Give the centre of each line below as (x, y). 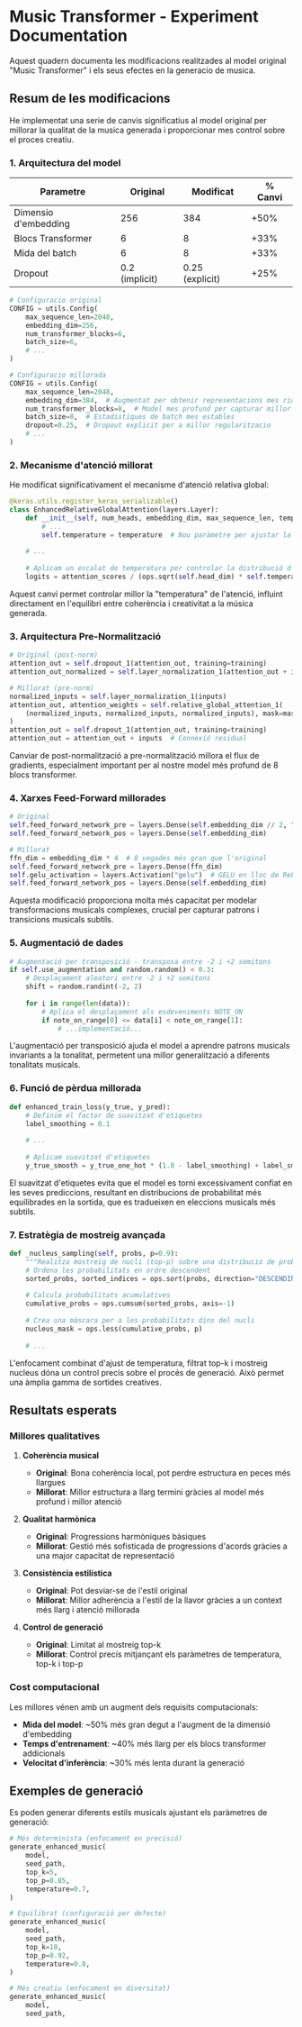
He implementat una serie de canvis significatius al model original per (138, 120)
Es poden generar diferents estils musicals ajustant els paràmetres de (138, 1813)
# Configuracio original (56, 300)
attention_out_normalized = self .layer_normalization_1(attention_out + (148, 672)
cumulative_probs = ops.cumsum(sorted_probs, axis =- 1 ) (130, 1304)
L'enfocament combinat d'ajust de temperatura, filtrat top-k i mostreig (138, 1363)
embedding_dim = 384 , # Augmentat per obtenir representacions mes (152, 400)
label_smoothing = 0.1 (68, 1123)
